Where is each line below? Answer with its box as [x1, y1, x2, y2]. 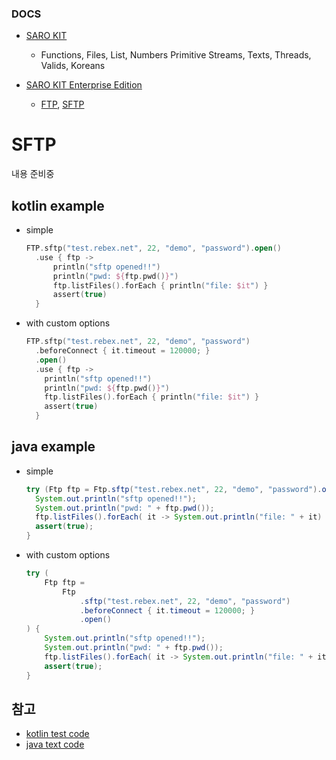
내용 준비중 [11, 168, 55, 180]
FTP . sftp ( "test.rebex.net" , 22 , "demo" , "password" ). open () [25, 243, 283, 254]
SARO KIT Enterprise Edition [25, 79, 143, 91]
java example [11, 438, 96, 456]
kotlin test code [25, 728, 90, 740]
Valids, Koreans [40, 60, 106, 72]
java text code [25, 738, 85, 751]
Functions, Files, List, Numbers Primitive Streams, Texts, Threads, [40, 49, 312, 61]
